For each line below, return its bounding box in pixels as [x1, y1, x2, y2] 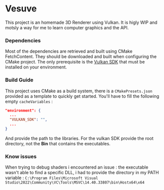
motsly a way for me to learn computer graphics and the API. [5, 24, 129, 30]
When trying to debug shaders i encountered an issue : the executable [5, 164, 149, 170]
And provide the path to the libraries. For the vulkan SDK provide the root [5, 135, 154, 141]
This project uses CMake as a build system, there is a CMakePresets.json [5, 88, 153, 94]
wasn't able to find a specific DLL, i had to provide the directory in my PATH [5, 170, 159, 176]
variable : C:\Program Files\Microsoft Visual [5, 175, 98, 181]
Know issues [5, 153, 37, 160]
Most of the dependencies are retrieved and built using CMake [5, 48, 132, 55]
